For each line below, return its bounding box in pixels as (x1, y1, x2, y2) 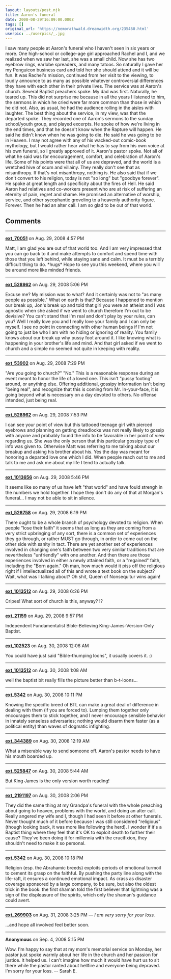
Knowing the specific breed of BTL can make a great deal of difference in (5, 701, 159, 707)
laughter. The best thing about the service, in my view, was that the (5, 110, 146, 116)
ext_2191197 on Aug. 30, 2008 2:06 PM (5, 792, 88, 798)
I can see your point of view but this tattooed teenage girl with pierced (5, 421, 153, 428)
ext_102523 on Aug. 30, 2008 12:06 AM (5, 643, 89, 649)
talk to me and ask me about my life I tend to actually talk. (5, 459, 126, 465)
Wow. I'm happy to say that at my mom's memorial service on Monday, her (5, 946, 162, 952)
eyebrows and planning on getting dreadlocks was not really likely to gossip (5, 427, 164, 433)
